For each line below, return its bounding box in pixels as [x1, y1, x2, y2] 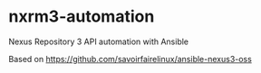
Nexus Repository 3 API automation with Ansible [8, 36, 189, 47]
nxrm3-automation [8, 6, 155, 27]
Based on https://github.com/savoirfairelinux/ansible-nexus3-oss [8, 53, 253, 64]
